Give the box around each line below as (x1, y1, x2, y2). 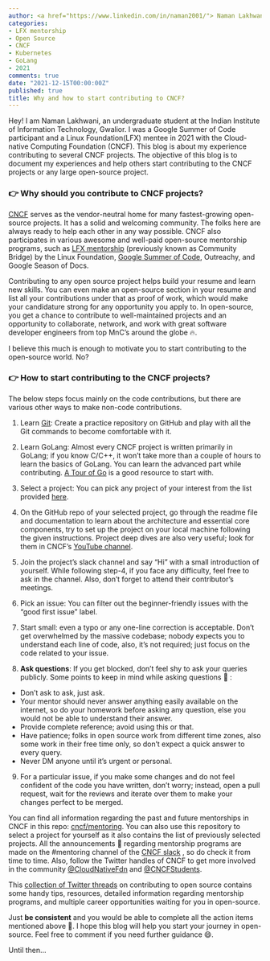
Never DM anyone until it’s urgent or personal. (19, 756, 173, 766)
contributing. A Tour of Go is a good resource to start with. (19, 467, 215, 477)
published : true (8, 86, 63, 95)
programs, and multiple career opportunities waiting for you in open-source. (8, 897, 260, 906)
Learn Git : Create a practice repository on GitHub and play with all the (19, 417, 252, 427)
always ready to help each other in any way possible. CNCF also (8, 226, 222, 236)
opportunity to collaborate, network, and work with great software (8, 318, 227, 328)
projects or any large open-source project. (8, 167, 149, 177)
